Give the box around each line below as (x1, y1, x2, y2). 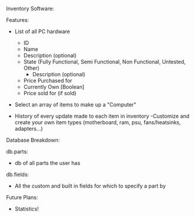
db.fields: (6, 171, 30, 178)
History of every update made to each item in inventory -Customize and (14, 112, 190, 119)
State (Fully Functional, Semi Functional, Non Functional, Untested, (23, 59, 186, 65)
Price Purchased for (23, 77, 73, 84)
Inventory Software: (6, 5, 54, 12)
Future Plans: (6, 194, 38, 200)
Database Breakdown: (6, 137, 60, 144)
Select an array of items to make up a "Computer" (14, 101, 136, 108)
